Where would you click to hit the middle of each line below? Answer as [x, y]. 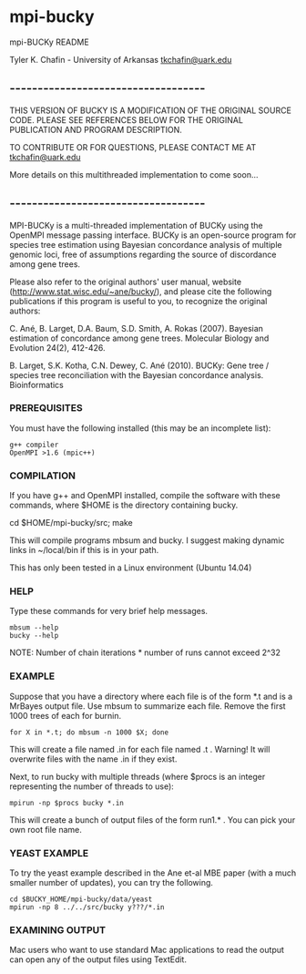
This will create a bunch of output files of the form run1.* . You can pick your [153, 820]
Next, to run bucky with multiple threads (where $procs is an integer [138, 776]
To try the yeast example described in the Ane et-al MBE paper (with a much [153, 873]
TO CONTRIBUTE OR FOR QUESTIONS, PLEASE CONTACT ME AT [133, 147]
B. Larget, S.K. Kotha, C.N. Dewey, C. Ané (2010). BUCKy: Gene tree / [139, 365]
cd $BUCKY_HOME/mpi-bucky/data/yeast [81, 899]
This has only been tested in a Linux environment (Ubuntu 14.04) [131, 568]
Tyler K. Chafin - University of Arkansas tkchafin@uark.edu [121, 59]
